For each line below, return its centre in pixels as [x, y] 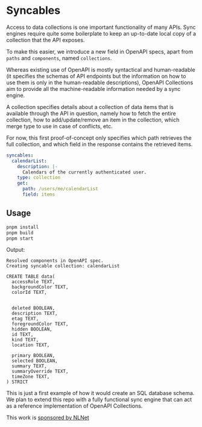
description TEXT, [35, 314]
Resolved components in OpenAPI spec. [55, 261]
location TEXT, [31, 345]
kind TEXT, [25, 340]
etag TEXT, [25, 319]
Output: [16, 250]
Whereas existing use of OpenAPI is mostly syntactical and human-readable [101, 69]
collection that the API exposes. [46, 40]
